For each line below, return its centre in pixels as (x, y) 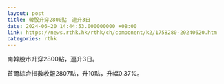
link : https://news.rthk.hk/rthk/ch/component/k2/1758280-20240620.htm (112, 32)
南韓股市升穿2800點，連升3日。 (53, 59)
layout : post (26, 13)
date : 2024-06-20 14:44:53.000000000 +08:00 (72, 26)
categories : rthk (32, 39)
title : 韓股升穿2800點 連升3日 (49, 20)
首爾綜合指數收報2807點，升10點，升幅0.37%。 (75, 74)
